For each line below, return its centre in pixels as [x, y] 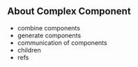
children [29, 50]
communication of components [62, 42]
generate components [49, 35]
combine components [48, 28]
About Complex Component [69, 11]
